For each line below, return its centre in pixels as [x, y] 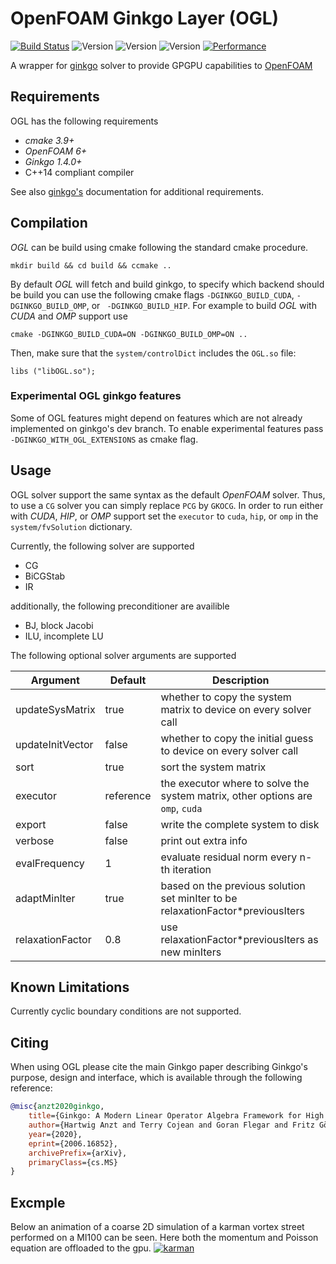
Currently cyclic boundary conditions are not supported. [126, 1011]
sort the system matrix [213, 767]
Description [241, 680]
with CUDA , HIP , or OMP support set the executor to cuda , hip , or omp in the [164, 516]
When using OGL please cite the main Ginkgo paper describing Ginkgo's [159, 1067]
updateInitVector [54, 744]
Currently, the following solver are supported [102, 546]
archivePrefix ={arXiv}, [78, 1153]
